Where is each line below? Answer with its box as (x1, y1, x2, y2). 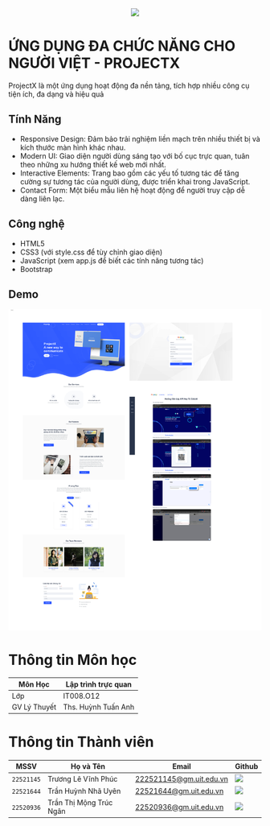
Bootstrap (19, 264, 53, 274)
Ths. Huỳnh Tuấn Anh (63, 702, 135, 712)
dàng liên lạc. (19, 193, 65, 204)
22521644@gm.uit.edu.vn (135, 786, 224, 795)
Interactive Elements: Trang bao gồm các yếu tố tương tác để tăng (19, 168, 239, 178)
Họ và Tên (71, 762, 106, 771)
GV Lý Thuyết (11, 702, 57, 712)
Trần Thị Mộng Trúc (47, 798, 113, 807)
